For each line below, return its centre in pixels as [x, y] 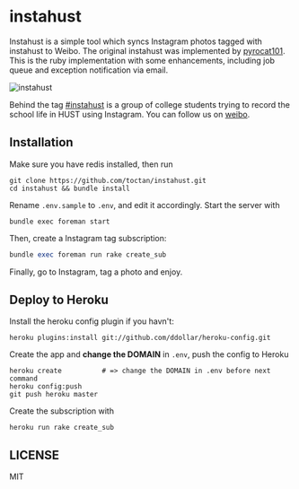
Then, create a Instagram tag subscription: [88, 238]
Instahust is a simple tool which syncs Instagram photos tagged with [136, 41]
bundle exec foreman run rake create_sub [88, 254]
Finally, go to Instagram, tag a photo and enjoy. [96, 272]
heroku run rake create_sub [62, 428]
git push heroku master [54, 395]
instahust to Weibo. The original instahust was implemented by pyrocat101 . [147, 50]
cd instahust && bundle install [70, 188]
